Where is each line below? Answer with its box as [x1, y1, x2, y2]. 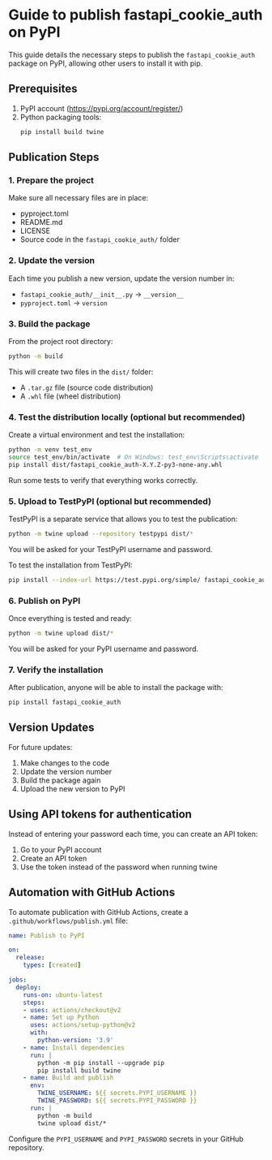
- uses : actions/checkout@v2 [23, 1006, 121, 1014]
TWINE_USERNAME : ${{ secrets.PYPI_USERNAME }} [37, 1089, 198, 1097]
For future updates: [8, 742, 73, 752]
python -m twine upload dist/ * [8, 629, 114, 638]
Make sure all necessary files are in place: [8, 193, 148, 203]
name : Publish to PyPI [8, 931, 85, 939]
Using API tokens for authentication [8, 808, 193, 821]
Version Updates [8, 721, 95, 735]
